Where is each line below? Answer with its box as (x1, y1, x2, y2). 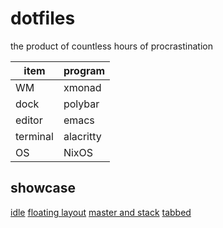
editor (15, 113, 43, 127)
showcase (10, 180, 77, 197)
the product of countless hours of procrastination (10, 40, 213, 52)
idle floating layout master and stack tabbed (10, 206, 192, 218)
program (63, 63, 106, 77)
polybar (63, 97, 100, 111)
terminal (15, 129, 54, 143)
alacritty (63, 129, 102, 143)
